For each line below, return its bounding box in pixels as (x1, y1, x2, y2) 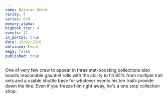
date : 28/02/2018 (5, 40, 42, 45)
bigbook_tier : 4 (5, 26, 39, 31)
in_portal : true (5, 35, 39, 40)
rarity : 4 (5, 12, 26, 17)
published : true (5, 53, 39, 59)
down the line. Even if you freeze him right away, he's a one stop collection (5, 83, 160, 89)
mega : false (5, 49, 30, 54)
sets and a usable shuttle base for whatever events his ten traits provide (5, 78, 154, 84)
